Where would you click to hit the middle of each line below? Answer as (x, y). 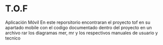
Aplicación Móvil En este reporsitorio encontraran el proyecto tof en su (78, 22)
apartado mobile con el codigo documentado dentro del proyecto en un (79, 27)
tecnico (13, 38)
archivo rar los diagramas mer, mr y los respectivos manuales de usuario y (81, 33)
